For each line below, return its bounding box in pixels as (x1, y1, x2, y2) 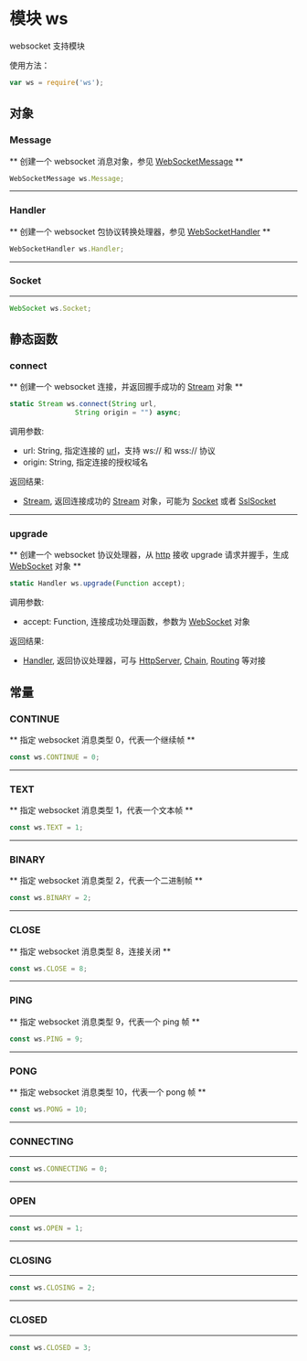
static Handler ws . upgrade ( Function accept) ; (9, 579, 185, 588)
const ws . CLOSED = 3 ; (9, 1343, 92, 1352)
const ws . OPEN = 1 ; (9, 1224, 84, 1233)
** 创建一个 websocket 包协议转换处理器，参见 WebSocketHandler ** (9, 226, 271, 237)
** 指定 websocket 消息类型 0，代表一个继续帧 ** (9, 734, 196, 745)
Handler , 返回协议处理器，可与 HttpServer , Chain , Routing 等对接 (22, 655, 267, 666)
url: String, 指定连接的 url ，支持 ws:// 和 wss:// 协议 (22, 445, 217, 456)
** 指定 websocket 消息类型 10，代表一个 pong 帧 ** (9, 1086, 206, 1098)
